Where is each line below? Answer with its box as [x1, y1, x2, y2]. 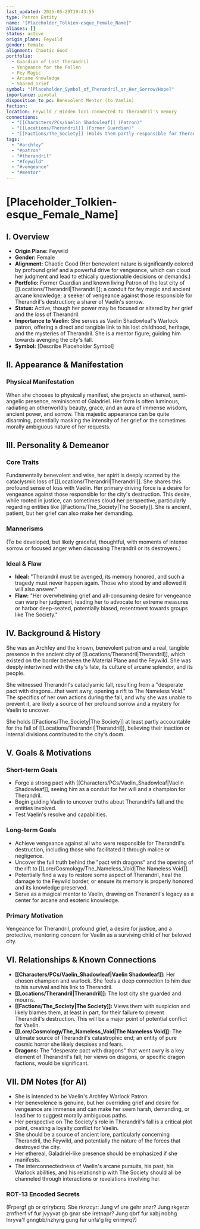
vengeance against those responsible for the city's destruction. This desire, [6, 490, 192, 498]
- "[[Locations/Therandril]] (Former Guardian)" [11, 125, 135, 131]
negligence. [14, 852, 44, 859]
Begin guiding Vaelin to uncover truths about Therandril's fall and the [14, 798, 184, 805]
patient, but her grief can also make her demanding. [6, 509, 134, 517]
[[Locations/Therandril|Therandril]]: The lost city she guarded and [14, 990, 182, 997]
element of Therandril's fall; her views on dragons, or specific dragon [14, 1053, 186, 1060]
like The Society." [14, 611, 58, 618]
